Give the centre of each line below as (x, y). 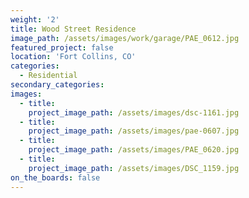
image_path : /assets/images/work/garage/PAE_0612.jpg (125, 38)
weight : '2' (35, 19)
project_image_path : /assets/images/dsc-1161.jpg (134, 112)
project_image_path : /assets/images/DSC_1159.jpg (134, 168)
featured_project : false (62, 47)
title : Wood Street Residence (73, 29)
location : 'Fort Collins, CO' (73, 57)
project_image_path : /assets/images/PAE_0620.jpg (134, 150)
